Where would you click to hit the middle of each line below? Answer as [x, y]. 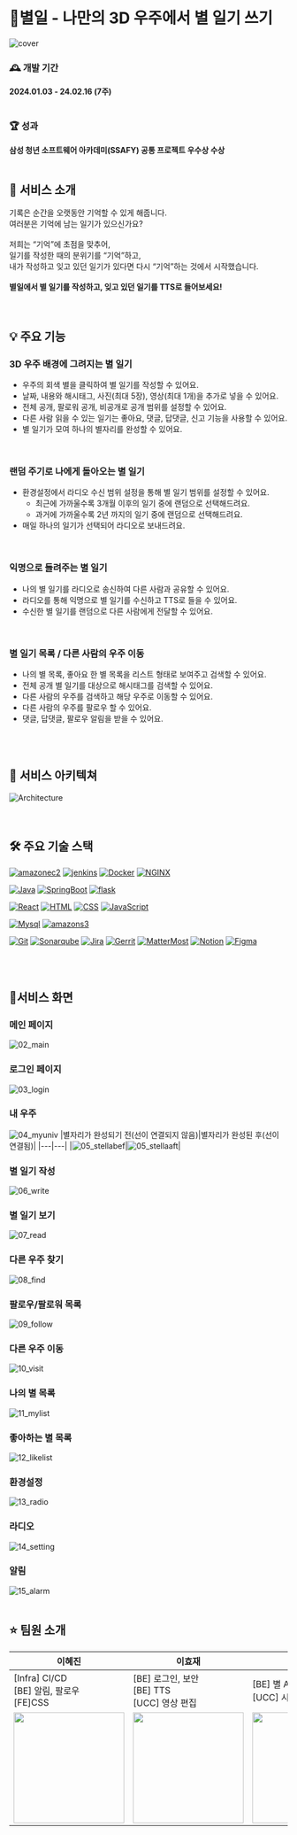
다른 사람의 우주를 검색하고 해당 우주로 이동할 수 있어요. [118, 696]
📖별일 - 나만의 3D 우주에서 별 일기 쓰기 [141, 18]
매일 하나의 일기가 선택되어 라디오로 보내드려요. [103, 526]
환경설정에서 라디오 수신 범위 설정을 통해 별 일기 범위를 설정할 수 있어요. [145, 492]
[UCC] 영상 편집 [165, 1703]
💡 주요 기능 [38, 336]
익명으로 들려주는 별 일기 [58, 568]
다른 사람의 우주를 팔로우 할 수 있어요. [87, 707]
